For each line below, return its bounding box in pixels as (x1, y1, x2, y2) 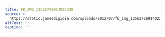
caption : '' (5, 25, 29, 30)
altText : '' (5, 20, 29, 25)
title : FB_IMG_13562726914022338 (5, 7, 74, 12)
